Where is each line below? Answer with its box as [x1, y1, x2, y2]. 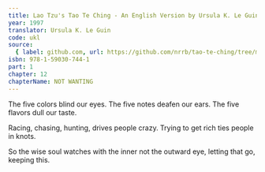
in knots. [8, 131, 36, 140]
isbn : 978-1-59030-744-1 [8, 56, 90, 64]
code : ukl [8, 33, 41, 42]
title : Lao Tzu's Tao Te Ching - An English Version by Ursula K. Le [8, 11, 242, 20]
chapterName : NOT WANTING [8, 77, 93, 85]
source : [8, 41, 34, 49]
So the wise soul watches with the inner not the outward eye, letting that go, [8, 147, 256, 156]
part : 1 [8, 63, 34, 71]
